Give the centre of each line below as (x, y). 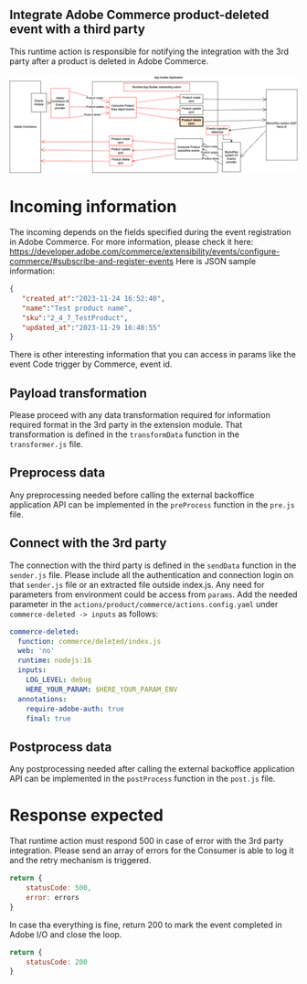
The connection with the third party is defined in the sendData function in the (153, 565)
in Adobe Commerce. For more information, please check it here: (132, 242)
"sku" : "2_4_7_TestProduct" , (75, 318)
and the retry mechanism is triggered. (80, 861)
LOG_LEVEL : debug (59, 680)
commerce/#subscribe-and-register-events (92, 261)
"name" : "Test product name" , (77, 308)
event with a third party (78, 30)
